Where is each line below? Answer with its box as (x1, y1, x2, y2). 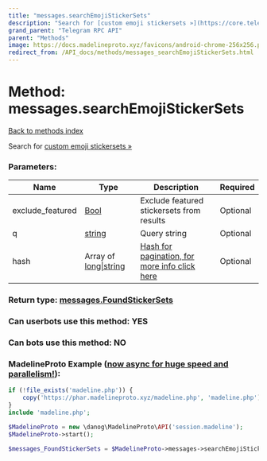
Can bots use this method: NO (8, 337, 127, 348)
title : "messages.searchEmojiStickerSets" (8, 11, 151, 20)
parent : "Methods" (8, 33, 69, 42)
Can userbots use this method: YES (8, 316, 149, 327)
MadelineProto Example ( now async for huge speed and (8, 358, 229, 370)
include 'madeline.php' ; (8, 409, 91, 416)
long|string (84, 261, 126, 272)
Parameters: (8, 161, 57, 172)
